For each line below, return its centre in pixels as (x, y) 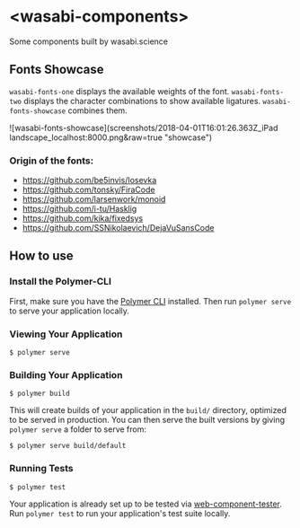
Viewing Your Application (66, 334)
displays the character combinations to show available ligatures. (142, 101)
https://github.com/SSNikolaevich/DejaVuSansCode (118, 228)
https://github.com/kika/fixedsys (83, 218)
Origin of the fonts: (52, 161)
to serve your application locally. (70, 311)
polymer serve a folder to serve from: (78, 429)
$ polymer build (40, 394)
